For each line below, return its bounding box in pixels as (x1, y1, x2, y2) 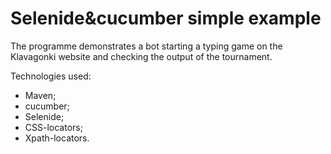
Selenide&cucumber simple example (10, 7, 322, 30)
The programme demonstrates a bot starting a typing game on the (10, 40, 283, 52)
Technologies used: (10, 70, 92, 82)
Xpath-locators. (24, 132, 90, 144)
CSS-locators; (24, 121, 83, 133)
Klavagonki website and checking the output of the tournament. (10, 50, 273, 62)
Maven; (24, 89, 57, 101)
